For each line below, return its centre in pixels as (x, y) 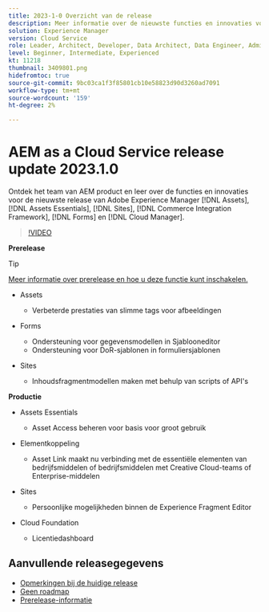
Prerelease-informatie (56, 600)
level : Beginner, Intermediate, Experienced (84, 53)
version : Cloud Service (48, 38)
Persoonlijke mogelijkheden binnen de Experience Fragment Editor (142, 508)
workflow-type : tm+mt (44, 90)
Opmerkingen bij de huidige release (79, 582)
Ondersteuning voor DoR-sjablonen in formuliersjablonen (126, 350)
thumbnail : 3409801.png (48, 68)
